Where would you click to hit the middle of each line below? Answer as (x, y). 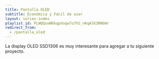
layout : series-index (27, 19)
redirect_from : (21, 28)
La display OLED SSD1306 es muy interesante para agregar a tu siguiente (80, 46)
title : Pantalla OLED (27, 10)
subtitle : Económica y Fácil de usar (44, 14)
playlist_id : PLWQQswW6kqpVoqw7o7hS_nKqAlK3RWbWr (57, 23)
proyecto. (15, 51)
